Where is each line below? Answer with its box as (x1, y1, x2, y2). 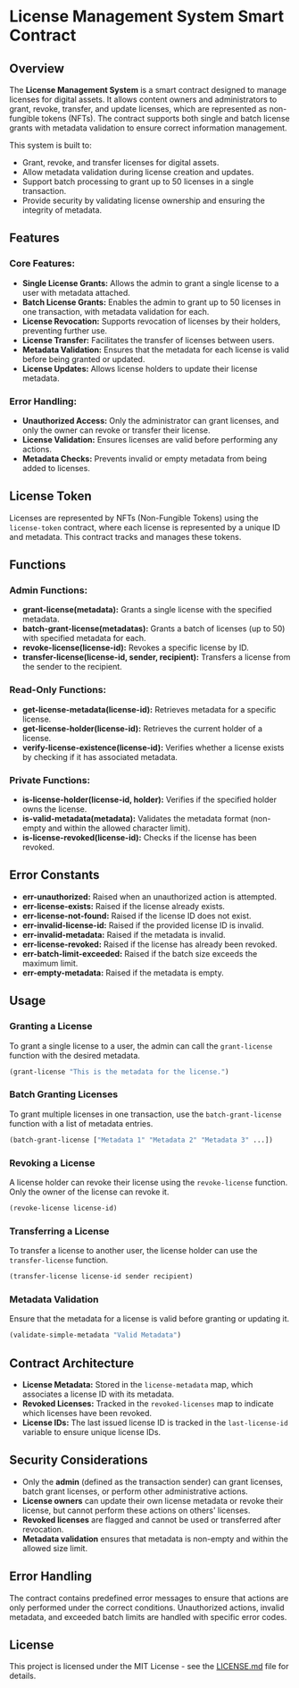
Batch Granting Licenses (9, 1088, 119, 1101)
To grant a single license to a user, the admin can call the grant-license (9, 1040, 273, 1051)
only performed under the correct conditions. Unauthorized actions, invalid (9, 1602, 285, 1613)
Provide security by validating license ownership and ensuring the (21, 195, 265, 206)
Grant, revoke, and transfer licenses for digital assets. (21, 157, 220, 167)
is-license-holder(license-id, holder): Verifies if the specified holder (21, 794, 277, 806)
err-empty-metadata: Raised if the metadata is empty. (21, 967, 225, 978)
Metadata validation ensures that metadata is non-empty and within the (21, 1533, 288, 1544)
